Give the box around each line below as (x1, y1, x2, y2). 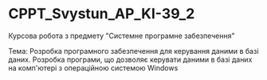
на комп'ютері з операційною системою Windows (8, 63, 179, 72)
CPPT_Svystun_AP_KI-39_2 (8, 5, 195, 23)
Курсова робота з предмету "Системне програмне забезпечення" (8, 31, 235, 40)
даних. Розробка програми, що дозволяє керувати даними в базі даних (8, 55, 253, 64)
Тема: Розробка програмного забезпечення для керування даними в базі (8, 46, 259, 55)
